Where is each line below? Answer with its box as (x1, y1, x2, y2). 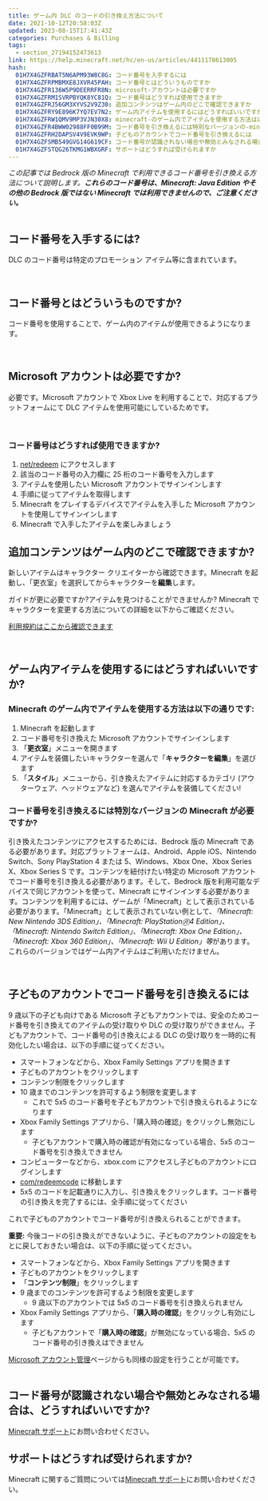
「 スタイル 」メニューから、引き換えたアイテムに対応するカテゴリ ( (19, 773, 241, 782)
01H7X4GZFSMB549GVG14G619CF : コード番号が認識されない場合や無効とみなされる (15, 137, 253, 146)
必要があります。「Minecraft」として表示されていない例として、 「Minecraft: (8, 906, 254, 916)
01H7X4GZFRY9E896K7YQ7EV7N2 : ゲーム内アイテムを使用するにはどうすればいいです (15, 109, 258, 117)
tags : (8, 42, 26, 50)
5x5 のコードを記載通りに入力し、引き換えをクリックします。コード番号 (19, 1186, 258, 1196)
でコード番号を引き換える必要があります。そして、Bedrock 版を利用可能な (8, 876, 254, 886)
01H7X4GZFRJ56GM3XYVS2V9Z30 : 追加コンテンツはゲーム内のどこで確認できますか (15, 101, 252, 109)
